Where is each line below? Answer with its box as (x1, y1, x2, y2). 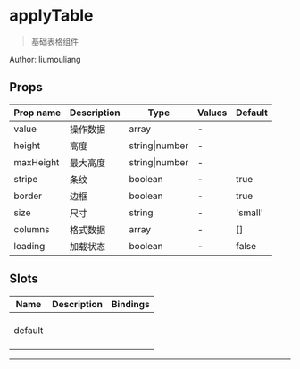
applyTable (9, 5, 94, 26)
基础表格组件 (30, 36, 79, 46)
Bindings (111, 298, 150, 310)
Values (196, 106, 228, 119)
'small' (236, 206, 263, 219)
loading (13, 239, 46, 252)
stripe (13, 172, 38, 185)
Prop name (13, 106, 62, 119)
